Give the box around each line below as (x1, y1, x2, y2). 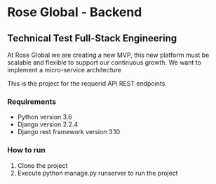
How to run (7, 145, 46, 155)
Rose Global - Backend (7, 4, 142, 20)
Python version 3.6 (17, 113, 72, 121)
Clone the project (17, 161, 68, 169)
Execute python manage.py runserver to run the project (17, 169, 178, 177)
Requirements (7, 96, 57, 106)
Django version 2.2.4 (17, 120, 79, 129)
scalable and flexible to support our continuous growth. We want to (7, 58, 202, 67)
